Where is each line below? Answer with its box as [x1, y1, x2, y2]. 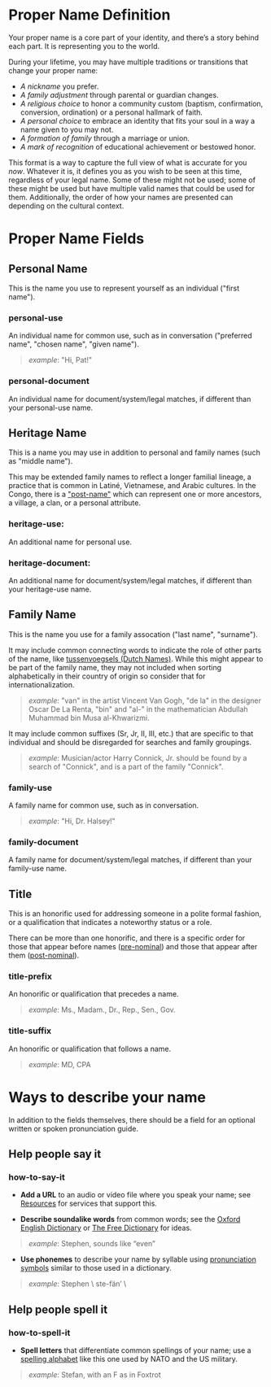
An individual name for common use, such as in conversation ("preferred [8, 331, 252, 341]
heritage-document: [8, 557, 91, 569]
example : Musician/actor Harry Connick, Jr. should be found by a [28, 752, 247, 762]
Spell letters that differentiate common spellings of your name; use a [20, 1346, 251, 1355]
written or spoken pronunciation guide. [8, 1123, 139, 1133]
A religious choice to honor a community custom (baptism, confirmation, [20, 98, 264, 108]
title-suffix [8, 1025, 52, 1036]
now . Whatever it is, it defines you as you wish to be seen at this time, [8, 166, 243, 176]
